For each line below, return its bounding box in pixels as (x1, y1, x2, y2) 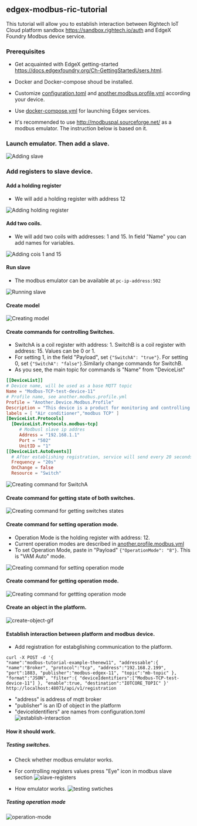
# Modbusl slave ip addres (19, 426, 85, 433)
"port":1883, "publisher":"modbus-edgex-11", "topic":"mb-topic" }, (6, 670, 177, 676)
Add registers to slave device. (6, 167, 93, 175)
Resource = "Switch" (11, 470, 62, 476)
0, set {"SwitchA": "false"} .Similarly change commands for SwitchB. (14, 360, 183, 367)
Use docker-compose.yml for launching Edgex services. (14, 107, 151, 114)
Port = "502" (19, 437, 51, 444)
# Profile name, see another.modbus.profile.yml (6, 394, 127, 400)
